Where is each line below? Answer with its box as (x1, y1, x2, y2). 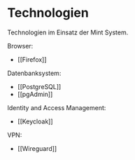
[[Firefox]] (17, 55, 47, 64)
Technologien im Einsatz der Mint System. (7, 28, 129, 36)
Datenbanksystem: (7, 69, 62, 77)
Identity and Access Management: (7, 103, 106, 112)
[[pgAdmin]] (17, 90, 53, 98)
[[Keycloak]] (17, 117, 54, 126)
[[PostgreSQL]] (17, 82, 62, 91)
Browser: (7, 41, 34, 50)
